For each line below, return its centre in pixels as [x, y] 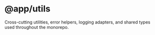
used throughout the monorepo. [37, 27]
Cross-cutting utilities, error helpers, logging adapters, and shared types [77, 22]
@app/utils [28, 9]
